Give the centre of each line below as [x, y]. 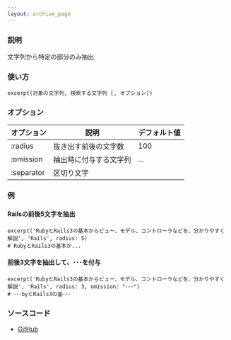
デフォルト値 [160, 132]
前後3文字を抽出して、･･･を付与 [54, 262]
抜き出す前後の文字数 [89, 146]
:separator [28, 172]
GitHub [28, 329]
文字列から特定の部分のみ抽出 [51, 57]
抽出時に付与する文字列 [93, 159]
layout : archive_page [39, 14]
